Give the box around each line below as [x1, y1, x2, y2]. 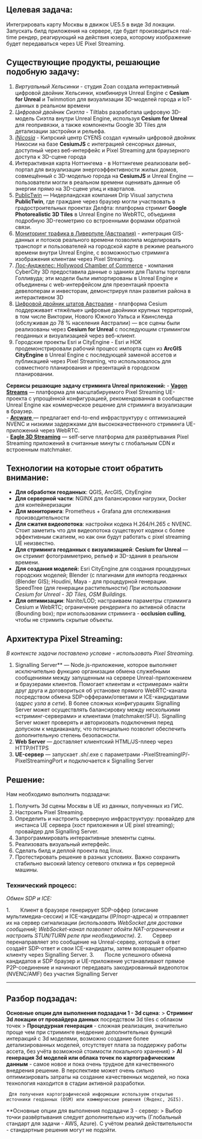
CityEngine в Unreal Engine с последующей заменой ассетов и [14, 351, 177, 358]
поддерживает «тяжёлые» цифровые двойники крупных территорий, [14, 306, 194, 313]
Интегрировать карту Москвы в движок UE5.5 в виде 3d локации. [6, 20, 176, 28]
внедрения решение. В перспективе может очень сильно [6, 1067, 155, 1074]
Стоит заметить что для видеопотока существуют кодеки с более [14, 527, 185, 534]
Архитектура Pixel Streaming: [6, 634, 123, 644]
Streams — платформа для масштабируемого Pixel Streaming [6, 388, 164, 396]
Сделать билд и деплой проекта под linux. [14, 847, 124, 855]
